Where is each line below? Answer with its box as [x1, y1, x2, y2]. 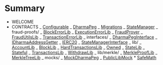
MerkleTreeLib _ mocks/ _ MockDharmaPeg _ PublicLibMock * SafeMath [11, 54, 157, 60]
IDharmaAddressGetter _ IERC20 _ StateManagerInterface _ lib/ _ [11, 39, 142, 45]
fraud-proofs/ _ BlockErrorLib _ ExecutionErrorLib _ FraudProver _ [11, 29, 143, 35]
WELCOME [11, 19, 34, 25]
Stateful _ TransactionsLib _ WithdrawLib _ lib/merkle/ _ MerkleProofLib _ [11, 49, 158, 55]
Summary [4, 3, 45, 14]
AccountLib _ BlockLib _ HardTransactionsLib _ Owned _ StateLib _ [11, 44, 145, 50]
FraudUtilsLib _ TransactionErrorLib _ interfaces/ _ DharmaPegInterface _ [11, 34, 158, 40]
